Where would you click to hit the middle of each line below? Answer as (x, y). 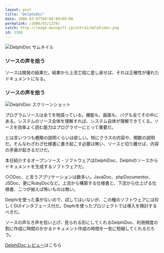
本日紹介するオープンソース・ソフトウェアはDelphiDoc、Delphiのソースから (82, 160)
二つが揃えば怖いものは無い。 (48, 189)
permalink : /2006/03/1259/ (33, 23)
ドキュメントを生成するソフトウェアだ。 (46, 166)
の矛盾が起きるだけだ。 (29, 150)
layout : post (18, 10)
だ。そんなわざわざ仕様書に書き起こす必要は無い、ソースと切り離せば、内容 (82, 143)
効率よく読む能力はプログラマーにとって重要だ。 (67, 127)
